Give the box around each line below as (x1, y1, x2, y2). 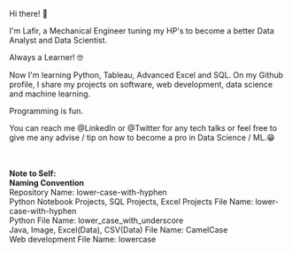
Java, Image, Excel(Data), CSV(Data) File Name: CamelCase (9, 225, 228, 234)
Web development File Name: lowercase (9, 234, 157, 244)
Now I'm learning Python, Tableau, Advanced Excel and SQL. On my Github (9, 70, 284, 80)
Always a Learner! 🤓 (9, 52, 84, 62)
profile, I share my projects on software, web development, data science (9, 80, 273, 89)
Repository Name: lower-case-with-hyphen (9, 187, 168, 197)
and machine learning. (9, 88, 91, 99)
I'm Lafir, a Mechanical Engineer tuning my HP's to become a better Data (9, 26, 274, 35)
